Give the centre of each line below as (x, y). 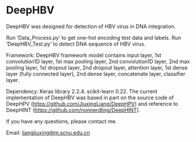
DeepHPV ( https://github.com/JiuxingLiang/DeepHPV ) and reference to (92, 103)
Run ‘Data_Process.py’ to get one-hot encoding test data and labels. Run (94, 37)
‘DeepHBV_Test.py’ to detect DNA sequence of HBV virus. (76, 44)
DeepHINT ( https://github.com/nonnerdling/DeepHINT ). (73, 110)
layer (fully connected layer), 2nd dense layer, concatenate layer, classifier (96, 74)
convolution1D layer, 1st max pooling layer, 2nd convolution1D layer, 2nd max (98, 61)
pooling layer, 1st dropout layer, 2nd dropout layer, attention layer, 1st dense (97, 67)
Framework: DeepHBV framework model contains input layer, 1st (84, 55)
